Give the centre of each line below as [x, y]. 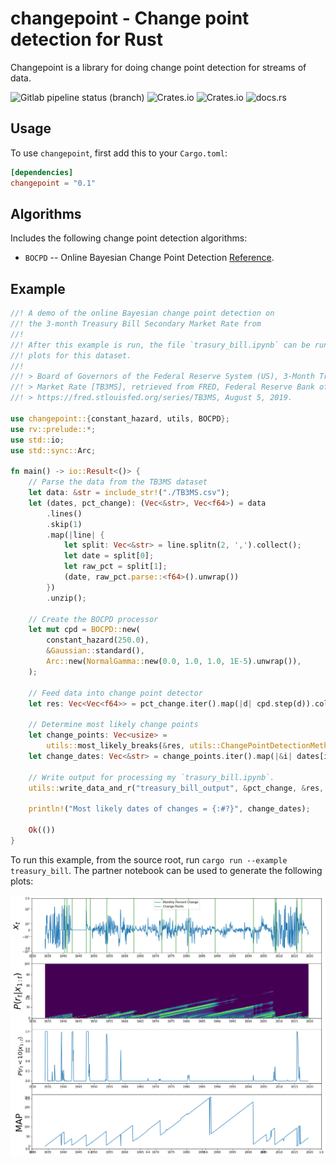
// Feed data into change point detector [115, 693]
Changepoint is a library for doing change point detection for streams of [158, 67]
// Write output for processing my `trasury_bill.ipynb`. [151, 777]
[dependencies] [42, 172]
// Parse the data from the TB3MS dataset [118, 482]
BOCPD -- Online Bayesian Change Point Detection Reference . [149, 258]
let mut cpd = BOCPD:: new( [84, 630]
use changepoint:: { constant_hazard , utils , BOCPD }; [120, 418]
